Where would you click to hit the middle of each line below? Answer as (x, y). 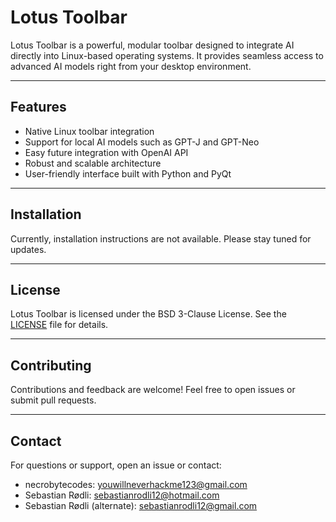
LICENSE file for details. (59, 325)
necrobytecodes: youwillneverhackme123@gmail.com (136, 484)
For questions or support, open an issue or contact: (116, 465)
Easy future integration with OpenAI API (106, 152)
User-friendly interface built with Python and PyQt (128, 173)
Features (38, 107)
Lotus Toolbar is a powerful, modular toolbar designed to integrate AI (152, 45)
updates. (28, 249)
